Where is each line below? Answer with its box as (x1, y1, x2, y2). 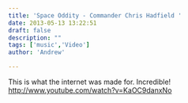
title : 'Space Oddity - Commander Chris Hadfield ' (8, 11, 182, 20)
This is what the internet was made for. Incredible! (8, 77, 171, 86)
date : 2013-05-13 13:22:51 (8, 19, 97, 27)
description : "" (8, 33, 62, 42)
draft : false (8, 26, 51, 34)
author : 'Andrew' (8, 48, 66, 56)
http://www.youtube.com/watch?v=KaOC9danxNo (8, 86, 172, 95)
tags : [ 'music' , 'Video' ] (8, 41, 90, 49)
